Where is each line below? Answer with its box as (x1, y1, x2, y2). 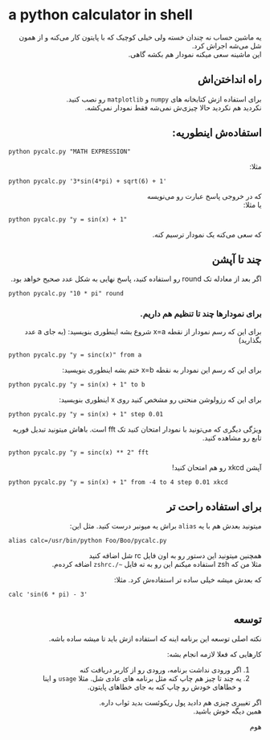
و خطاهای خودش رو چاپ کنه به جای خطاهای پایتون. (87, 682, 242, 692)
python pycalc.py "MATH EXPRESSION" (8, 147, 131, 155)
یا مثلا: (243, 200, 262, 209)
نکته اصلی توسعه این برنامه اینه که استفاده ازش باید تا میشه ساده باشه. (48, 634, 262, 643)
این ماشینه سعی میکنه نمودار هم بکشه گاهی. (128, 49, 262, 59)
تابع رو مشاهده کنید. (202, 432, 262, 442)
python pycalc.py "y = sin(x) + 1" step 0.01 (8, 410, 163, 418)
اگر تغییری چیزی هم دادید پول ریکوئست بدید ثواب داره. (99, 698, 262, 708)
